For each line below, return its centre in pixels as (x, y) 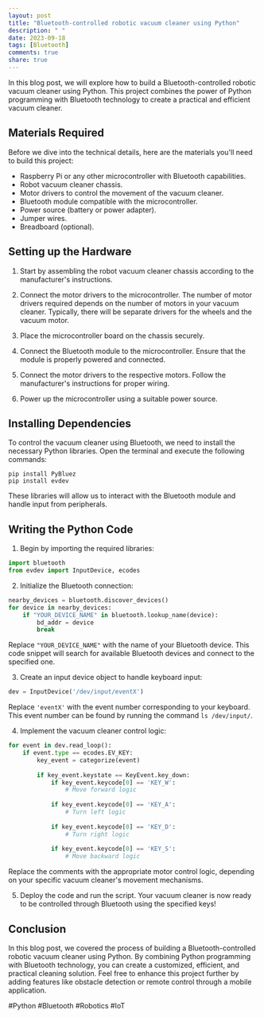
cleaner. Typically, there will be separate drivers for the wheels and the (136, 312)
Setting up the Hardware (70, 252)
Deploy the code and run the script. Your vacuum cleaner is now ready (136, 896)
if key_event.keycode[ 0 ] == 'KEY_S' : (113, 849)
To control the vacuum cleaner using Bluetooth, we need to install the (122, 443)
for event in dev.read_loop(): (60, 746)
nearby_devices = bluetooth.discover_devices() (89, 600)
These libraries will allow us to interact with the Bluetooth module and (122, 496)
